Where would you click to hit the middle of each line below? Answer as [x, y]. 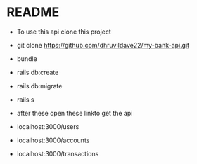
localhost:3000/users [48, 126]
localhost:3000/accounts [53, 140]
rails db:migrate [39, 86]
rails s [25, 100]
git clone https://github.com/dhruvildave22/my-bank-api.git [103, 45]
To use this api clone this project [64, 32]
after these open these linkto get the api [75, 113]
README [33, 12]
